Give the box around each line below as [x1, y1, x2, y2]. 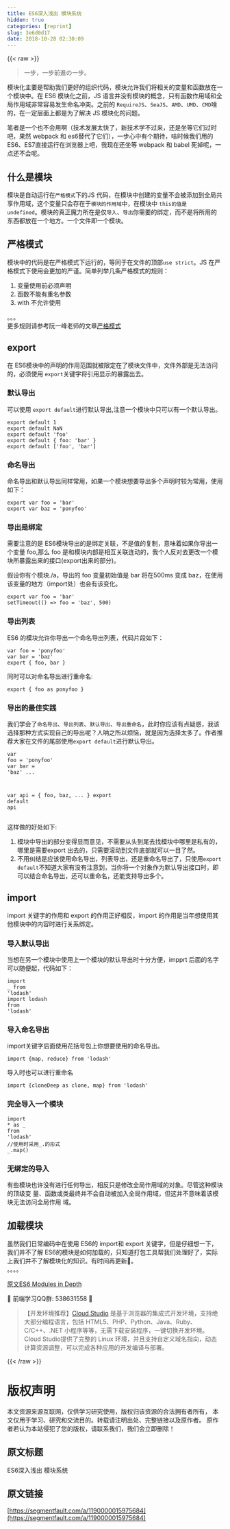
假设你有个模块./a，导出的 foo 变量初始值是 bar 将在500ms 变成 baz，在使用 [7, 571, 223, 579]
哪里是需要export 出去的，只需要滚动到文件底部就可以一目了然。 [16, 846, 200, 854]
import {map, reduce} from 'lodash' [7, 1055, 112, 1063]
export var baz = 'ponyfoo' [7, 505, 88, 512]
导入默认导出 [7, 939, 50, 948]
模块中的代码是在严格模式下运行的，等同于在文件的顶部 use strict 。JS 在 [7, 258, 215, 266]
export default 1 [7, 419, 57, 426]
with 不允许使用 [16, 298, 62, 306]
